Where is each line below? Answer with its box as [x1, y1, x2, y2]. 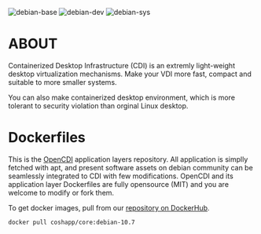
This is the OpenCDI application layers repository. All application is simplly [8, 154, 248, 164]
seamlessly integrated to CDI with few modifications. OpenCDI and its [8, 171, 233, 181]
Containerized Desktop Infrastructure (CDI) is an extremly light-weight [8, 60, 236, 70]
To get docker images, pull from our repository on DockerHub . [8, 203, 210, 212]
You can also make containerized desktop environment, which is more [8, 93, 236, 102]
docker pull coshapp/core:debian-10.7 [8, 218, 135, 226]
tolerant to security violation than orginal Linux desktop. [8, 101, 189, 110]
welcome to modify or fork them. [8, 188, 115, 197]
